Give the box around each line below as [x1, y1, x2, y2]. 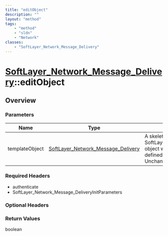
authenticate [12, 184, 38, 190]
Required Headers [5, 173, 50, 180]
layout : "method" [5, 16, 41, 21]
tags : [5, 21, 16, 26]
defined [144, 151, 163, 158]
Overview [5, 96, 36, 105]
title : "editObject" [5, 7, 48, 12]
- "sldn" [14, 30, 32, 35]
